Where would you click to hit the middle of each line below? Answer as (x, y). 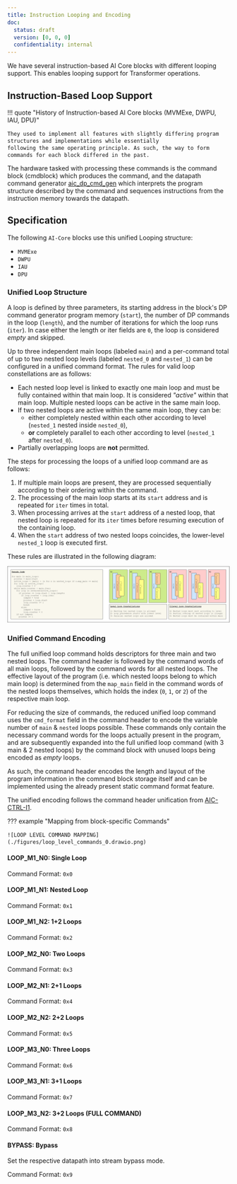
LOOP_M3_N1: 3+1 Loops (45, 1081)
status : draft (34, 30)
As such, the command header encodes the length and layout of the (106, 772)
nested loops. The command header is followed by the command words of (115, 661)
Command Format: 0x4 (40, 1002)
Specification (37, 220)
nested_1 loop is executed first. (62, 543)
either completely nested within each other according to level (117, 418)
